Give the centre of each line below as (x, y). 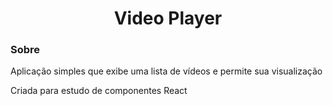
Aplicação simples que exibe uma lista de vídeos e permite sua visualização (166, 71)
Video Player (168, 18)
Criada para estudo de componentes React (99, 91)
